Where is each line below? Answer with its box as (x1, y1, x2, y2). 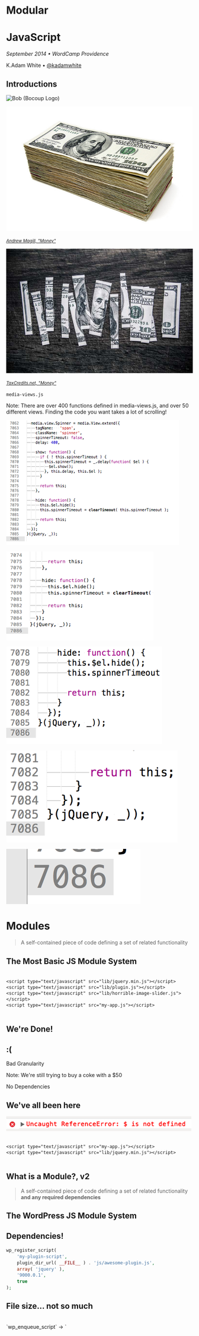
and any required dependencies (20, 1193, 101, 1200)
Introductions (6, 79, 57, 89)
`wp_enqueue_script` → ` (6, 1323, 67, 1330)
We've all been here (6, 1100, 81, 1110)
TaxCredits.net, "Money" (6, 380, 57, 386)
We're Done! (6, 1024, 53, 1034)
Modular (6, 4, 49, 17)
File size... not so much (6, 1301, 94, 1311)
